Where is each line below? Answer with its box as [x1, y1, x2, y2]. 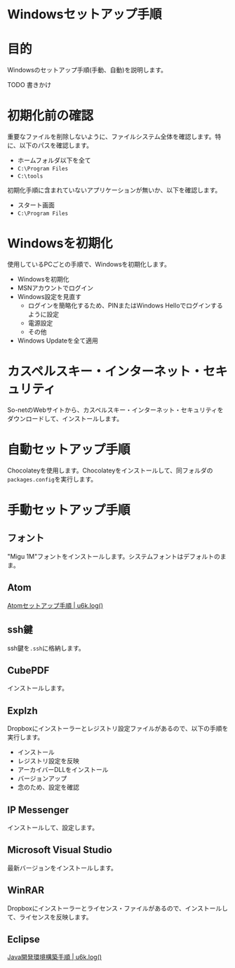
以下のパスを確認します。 [19, 141, 93, 150]
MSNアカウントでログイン [17, 284, 93, 292]
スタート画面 [17, 201, 55, 209]
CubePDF [7, 664, 50, 676]
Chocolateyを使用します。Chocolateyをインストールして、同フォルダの [7, 466, 213, 475]
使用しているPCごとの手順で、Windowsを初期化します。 [7, 260, 170, 268]
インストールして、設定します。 [7, 823, 99, 832]
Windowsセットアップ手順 [7, 6, 162, 22]
